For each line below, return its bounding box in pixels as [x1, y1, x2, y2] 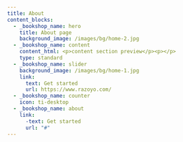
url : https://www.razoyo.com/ [25, 86, 112, 93]
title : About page [19, 29, 72, 36]
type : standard [19, 55, 63, 61]
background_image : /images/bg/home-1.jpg [19, 67, 139, 74]
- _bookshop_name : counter [13, 93, 90, 100]
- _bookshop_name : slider [13, 61, 88, 68]
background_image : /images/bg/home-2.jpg [19, 35, 139, 42]
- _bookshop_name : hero [13, 23, 81, 29]
